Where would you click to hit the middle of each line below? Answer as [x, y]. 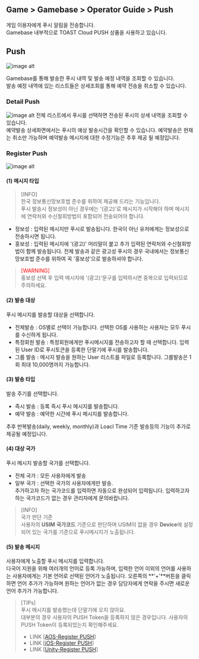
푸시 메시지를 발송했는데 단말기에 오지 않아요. [73, 610]
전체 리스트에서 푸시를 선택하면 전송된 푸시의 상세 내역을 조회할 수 [112, 115]
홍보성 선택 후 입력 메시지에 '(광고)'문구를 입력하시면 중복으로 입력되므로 [104, 278]
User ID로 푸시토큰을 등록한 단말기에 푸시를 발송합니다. [85, 349]
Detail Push [23, 101]
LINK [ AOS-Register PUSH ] [63, 637]
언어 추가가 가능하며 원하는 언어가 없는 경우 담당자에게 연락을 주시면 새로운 [103, 583]
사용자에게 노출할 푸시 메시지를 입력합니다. [56, 561]
